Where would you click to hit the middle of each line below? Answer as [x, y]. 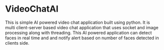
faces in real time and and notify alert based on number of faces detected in [82, 38]
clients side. [17, 43]
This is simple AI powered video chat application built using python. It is [78, 22]
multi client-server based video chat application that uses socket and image [82, 27]
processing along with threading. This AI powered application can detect [79, 33]
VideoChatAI [32, 9]
